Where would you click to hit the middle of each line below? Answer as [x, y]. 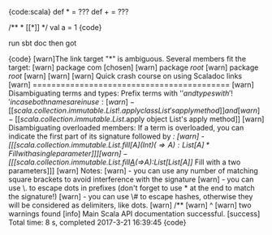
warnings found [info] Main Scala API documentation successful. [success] [134, 214]
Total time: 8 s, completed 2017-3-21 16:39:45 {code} [97, 222]
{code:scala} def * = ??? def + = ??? [69, 12]
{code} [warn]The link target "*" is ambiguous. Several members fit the [127, 59]
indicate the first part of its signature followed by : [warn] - [106, 136]
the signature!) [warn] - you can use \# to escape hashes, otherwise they [131, 197]
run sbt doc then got [43, 43]
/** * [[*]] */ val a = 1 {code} [55, 27]
